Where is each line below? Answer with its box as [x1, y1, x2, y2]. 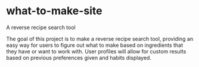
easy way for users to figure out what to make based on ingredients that [6, 42, 184, 49]
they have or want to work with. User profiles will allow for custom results [6, 47, 186, 55]
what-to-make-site [6, 4, 102, 18]
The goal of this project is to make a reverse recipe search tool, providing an [6, 35, 194, 42]
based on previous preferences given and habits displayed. [6, 54, 152, 61]
